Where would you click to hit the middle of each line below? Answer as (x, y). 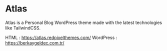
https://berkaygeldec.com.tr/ (35, 42)
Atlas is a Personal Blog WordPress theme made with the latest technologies (84, 22)
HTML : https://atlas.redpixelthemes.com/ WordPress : (61, 37)
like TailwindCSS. (23, 27)
